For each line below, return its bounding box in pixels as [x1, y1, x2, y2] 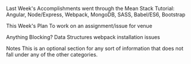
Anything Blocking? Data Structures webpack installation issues [6, 34, 160, 40]
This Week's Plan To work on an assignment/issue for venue [6, 23, 153, 29]
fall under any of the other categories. [6, 51, 98, 58]
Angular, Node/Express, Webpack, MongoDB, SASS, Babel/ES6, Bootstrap [6, 11, 186, 18]
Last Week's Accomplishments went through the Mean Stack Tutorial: [6, 5, 175, 12]
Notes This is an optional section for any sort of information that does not [6, 45, 183, 52]
